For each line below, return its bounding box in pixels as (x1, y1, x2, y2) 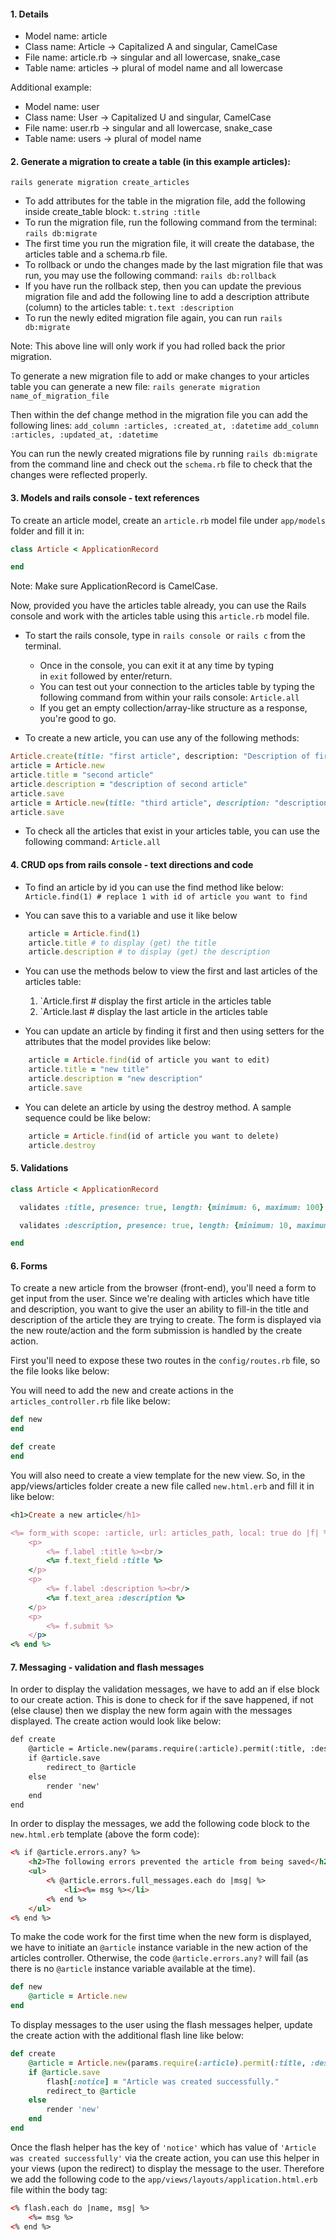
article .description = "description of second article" (10, 779, 248, 789)
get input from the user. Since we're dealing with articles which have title (10, 1293, 310, 1305)
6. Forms (10, 1260, 48, 1272)
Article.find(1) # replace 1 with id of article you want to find (24, 891, 308, 902)
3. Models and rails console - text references (10, 492, 200, 504)
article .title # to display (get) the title (28, 938, 217, 948)
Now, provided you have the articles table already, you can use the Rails (10, 600, 307, 612)
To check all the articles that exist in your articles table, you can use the (24, 825, 320, 837)
